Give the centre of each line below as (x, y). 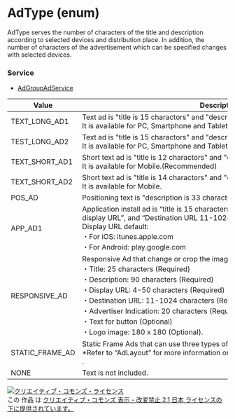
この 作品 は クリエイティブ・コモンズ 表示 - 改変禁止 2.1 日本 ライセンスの (115, 400)
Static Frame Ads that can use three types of (155, 344)
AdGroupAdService (45, 88)
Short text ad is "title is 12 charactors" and (152, 158)
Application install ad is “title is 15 (138, 209)
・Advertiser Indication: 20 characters (145, 311)
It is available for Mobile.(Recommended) (150, 166)
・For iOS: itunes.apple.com (128, 237)
